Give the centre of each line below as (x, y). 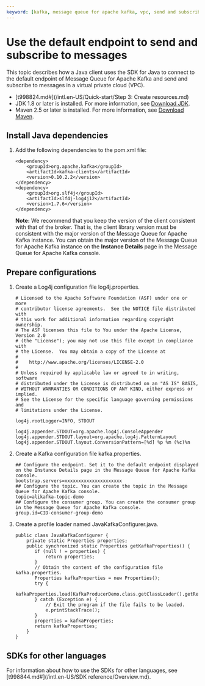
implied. (26, 394)
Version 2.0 (30, 336)
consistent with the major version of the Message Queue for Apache (101, 234)
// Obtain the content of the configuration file (99, 568)
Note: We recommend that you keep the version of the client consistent (105, 221)
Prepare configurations (51, 272)
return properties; (70, 557)
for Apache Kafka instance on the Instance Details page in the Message (106, 247)
